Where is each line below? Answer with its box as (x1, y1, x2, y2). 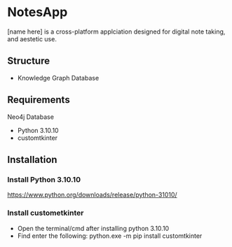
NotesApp (7, 4, 68, 20)
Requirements (7, 94, 70, 106)
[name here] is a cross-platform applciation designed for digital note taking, (7, 27, 226, 36)
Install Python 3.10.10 (7, 174, 81, 184)
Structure (7, 55, 50, 67)
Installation (7, 153, 57, 165)
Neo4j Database (7, 113, 55, 121)
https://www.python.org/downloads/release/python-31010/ (7, 190, 177, 199)
